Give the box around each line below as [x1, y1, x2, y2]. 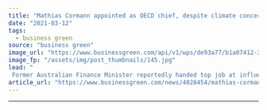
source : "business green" [8, 41, 94, 49]
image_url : [8, 49, 44, 57]
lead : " [8, 64, 34, 72]
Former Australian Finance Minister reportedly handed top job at [11, 71, 237, 79]
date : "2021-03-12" [8, 19, 73, 27]
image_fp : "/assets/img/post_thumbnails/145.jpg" [8, 57, 176, 65]
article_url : [8, 78, 52, 86]
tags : [8, 26, 26, 34]
